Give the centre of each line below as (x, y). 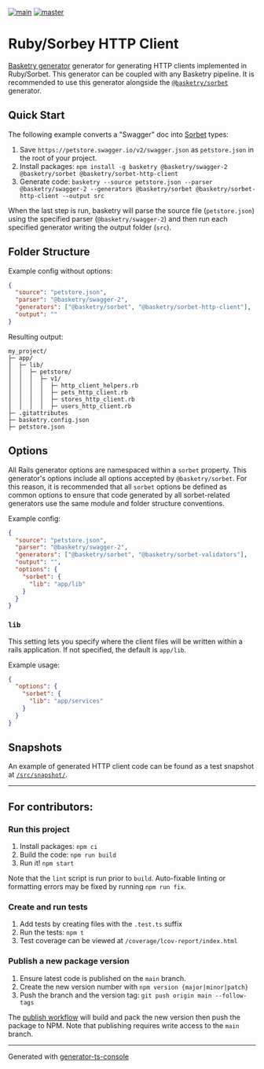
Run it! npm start (47, 863)
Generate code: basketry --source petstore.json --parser (116, 182)
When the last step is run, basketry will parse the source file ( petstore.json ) (132, 210)
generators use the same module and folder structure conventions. (117, 503)
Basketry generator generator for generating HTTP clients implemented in (128, 65)
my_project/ (27, 351)
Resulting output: (36, 336)
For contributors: (51, 807)
